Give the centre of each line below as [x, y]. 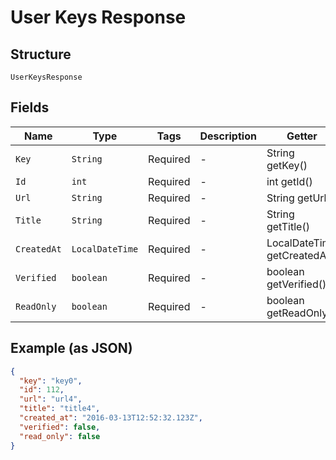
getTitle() [288, 226]
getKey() [287, 165]
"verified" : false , [60, 427]
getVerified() [296, 284]
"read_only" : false [60, 436]
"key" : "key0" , [51, 381]
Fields [30, 107]
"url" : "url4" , [51, 399]
